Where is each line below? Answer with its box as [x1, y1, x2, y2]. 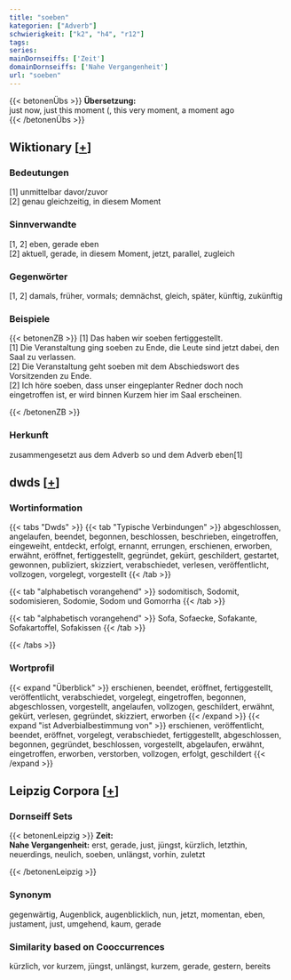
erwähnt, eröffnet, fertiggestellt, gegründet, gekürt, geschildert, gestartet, [9, 550, 279, 561]
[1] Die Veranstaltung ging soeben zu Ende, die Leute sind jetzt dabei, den [9, 342, 279, 353]
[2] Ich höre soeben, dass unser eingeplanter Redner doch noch [9, 380, 244, 391]
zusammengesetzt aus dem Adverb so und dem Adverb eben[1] [9, 449, 243, 460]
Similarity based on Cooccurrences [9, 940, 165, 952]
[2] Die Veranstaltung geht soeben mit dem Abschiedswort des [9, 361, 240, 372]
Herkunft [9, 429, 49, 441]
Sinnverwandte [9, 219, 77, 231]
